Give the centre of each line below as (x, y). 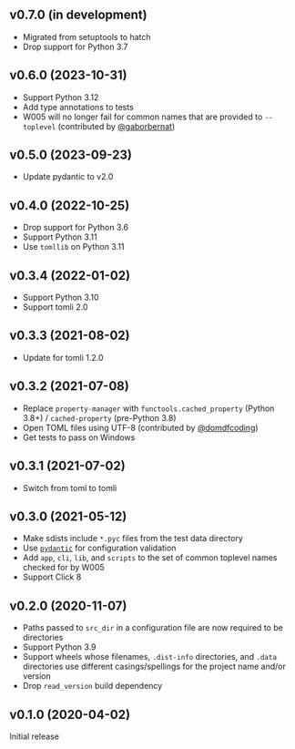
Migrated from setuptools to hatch (87, 36)
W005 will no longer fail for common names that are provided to (142, 117)
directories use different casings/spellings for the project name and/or (154, 667)
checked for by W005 (63, 568)
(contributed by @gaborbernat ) (117, 126)
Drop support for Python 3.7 (75, 46)
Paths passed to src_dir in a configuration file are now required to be (153, 628)
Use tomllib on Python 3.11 (73, 247)
